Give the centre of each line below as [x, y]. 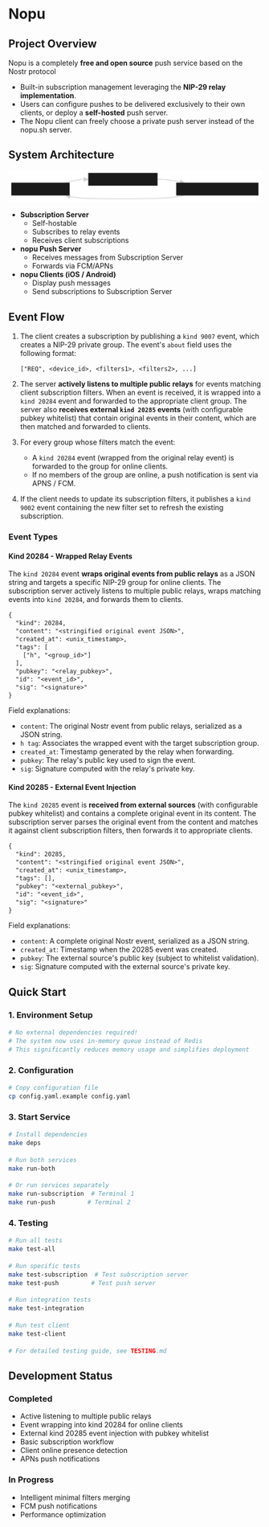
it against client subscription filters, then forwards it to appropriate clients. [130, 831]
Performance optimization [63, 1514]
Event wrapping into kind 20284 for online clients [101, 1425]
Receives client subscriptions [80, 240]
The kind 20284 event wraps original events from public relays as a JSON [132, 574]
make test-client [37, 1334]
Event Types [33, 537]
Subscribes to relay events [76, 232]
